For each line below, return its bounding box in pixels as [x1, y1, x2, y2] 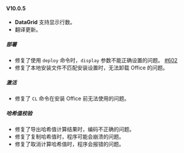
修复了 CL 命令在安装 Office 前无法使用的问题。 [14, 95, 129, 102]
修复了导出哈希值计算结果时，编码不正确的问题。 [14, 126, 135, 133]
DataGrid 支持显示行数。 [14, 18, 76, 26]
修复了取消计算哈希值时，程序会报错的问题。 [14, 141, 125, 148]
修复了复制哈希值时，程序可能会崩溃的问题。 [14, 133, 125, 141]
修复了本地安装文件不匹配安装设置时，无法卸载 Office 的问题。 [14, 64, 168, 71]
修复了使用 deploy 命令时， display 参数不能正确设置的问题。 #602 [14, 57, 178, 64]
